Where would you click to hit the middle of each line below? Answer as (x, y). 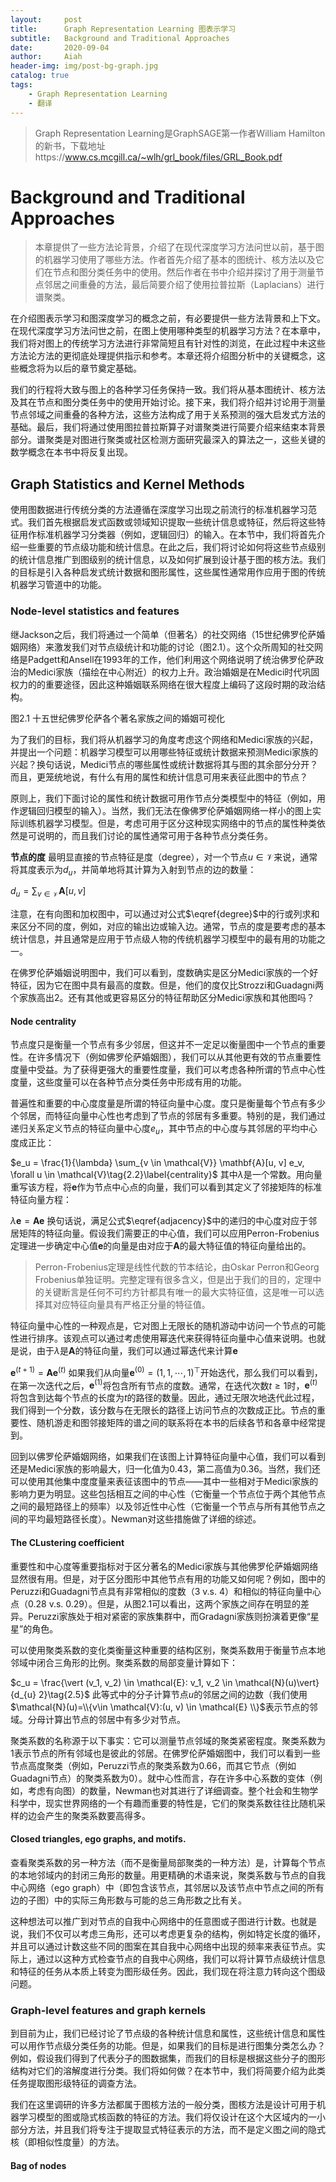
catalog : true (40, 76)
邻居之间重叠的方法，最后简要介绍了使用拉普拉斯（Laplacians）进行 (184, 285)
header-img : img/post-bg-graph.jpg (84, 66)
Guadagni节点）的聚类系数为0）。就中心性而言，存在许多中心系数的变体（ (162, 1778)
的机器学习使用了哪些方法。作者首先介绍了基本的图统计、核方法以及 (175, 260)
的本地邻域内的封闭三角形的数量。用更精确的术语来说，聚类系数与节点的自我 (168, 1875)
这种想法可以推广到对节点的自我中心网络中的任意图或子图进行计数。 (150, 1921)
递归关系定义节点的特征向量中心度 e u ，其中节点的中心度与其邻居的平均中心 (164, 1129)
